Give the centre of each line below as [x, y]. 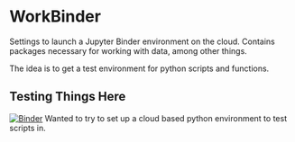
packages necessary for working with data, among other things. [129, 50]
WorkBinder [55, 17]
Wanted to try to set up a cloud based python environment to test [166, 118]
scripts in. [28, 128]
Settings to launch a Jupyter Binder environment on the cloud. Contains [142, 41]
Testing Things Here [68, 97]
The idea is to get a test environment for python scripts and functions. [139, 68]
